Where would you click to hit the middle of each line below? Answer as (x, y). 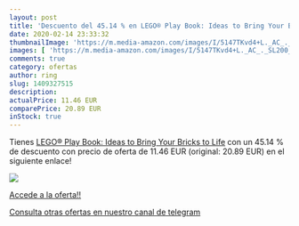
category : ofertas (43, 68)
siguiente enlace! (40, 161)
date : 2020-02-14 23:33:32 (59, 34)
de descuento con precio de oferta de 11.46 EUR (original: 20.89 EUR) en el (147, 151)
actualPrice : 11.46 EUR (53, 100)
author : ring (33, 76)
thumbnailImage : (39, 42)
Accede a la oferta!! (45, 195)
